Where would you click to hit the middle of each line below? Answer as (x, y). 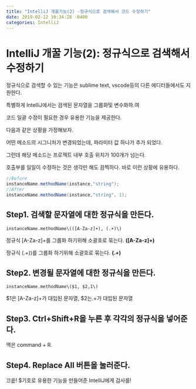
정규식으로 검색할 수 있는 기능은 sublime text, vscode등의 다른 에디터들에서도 (95, 85)
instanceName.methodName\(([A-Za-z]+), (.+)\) (64, 229)
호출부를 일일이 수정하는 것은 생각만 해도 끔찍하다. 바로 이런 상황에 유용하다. (93, 167)
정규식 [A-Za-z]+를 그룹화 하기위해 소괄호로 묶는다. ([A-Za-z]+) (80, 240)
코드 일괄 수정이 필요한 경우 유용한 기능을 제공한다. (64, 117)
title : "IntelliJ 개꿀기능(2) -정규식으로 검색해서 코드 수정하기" (79, 11)
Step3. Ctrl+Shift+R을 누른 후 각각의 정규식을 (85, 318)
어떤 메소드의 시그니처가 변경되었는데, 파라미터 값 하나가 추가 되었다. (84, 143)
